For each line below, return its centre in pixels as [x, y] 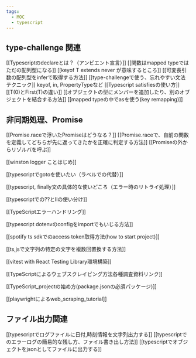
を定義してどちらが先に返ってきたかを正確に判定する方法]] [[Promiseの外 [94, 142]
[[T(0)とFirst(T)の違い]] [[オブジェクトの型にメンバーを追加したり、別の [93, 92]
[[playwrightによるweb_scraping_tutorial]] [56, 299]
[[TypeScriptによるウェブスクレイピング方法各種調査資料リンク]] [84, 274]
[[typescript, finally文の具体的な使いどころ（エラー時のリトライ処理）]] [91, 187]
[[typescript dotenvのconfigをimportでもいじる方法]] [70, 224]
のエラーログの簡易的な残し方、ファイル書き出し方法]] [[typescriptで [90, 342]
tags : [13, 11]
